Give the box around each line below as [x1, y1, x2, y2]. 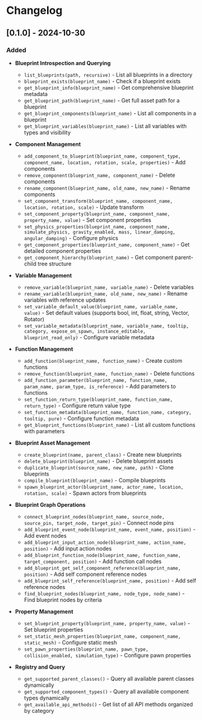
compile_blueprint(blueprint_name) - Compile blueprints [24, 476, 166, 483]
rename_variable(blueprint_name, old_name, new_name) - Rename [24, 290, 188, 297]
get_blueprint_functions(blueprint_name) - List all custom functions [24, 421, 196, 428]
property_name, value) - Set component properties [24, 216, 152, 223]
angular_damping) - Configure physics [24, 234, 119, 241]
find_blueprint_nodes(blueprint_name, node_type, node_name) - [24, 590, 185, 597]
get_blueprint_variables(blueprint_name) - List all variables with [24, 122, 187, 130]
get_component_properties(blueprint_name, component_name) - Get [24, 241, 190, 248]
